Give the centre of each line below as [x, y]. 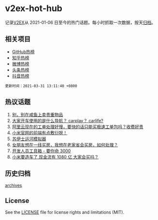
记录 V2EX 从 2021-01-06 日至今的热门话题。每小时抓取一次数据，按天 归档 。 [80, 22]
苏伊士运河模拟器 [29, 139]
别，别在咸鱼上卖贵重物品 [37, 115]
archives [14, 185]
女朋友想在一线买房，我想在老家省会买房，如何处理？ [65, 145]
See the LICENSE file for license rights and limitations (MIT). [65, 212]
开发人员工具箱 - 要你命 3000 [41, 151]
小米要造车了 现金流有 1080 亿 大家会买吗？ [55, 157]
